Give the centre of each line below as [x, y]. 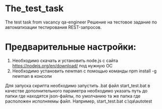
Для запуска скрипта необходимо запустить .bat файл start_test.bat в [78, 86]
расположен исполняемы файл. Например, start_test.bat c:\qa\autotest [79, 101]
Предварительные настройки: [71, 47]
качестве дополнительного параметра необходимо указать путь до [76, 90]
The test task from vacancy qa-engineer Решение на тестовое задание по [81, 22]
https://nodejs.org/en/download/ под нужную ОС [62, 65]
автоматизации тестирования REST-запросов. [53, 27]
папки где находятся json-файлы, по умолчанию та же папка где [73, 96]
